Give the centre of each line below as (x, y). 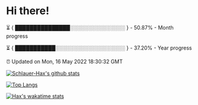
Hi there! (28, 11)
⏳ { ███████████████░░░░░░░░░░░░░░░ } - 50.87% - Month (90, 27)
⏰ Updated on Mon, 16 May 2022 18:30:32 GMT (64, 61)
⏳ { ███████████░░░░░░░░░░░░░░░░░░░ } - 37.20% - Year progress (99, 48)
